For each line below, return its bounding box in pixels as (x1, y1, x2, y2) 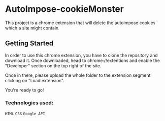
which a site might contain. (5, 25, 60, 30)
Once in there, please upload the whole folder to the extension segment (5, 72, 151, 78)
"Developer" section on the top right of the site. (5, 62, 101, 68)
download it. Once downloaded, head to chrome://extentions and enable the (5, 58, 160, 63)
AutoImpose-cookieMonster (5, 3, 124, 15)
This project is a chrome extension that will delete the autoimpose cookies (5, 20, 156, 26)
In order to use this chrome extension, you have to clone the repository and (5, 52, 158, 58)
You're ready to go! (5, 87, 44, 93)
